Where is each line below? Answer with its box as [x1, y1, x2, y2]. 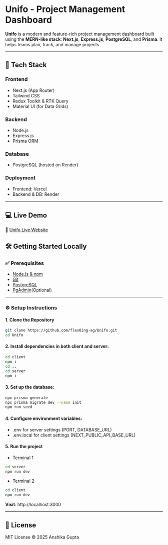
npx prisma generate [5, 395, 48, 400]
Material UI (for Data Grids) [12, 103, 68, 109]
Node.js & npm [12, 271, 43, 277]
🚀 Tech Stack [5, 61, 47, 69]
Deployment [5, 174, 36, 181]
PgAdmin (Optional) [12, 287, 52, 293]
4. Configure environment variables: [5, 415, 82, 421]
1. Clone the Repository [5, 316, 54, 322]
